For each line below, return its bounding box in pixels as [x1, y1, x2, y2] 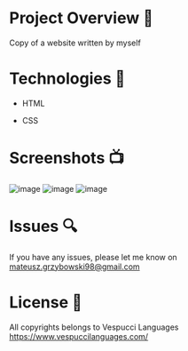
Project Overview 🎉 [9, 8, 153, 28]
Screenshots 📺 [9, 148, 124, 168]
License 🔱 [9, 292, 82, 312]
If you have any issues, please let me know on [9, 251, 177, 262]
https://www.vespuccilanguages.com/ [9, 331, 149, 341]
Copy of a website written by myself [9, 37, 142, 48]
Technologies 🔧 [9, 68, 126, 89]
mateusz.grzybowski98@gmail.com [9, 261, 140, 272]
